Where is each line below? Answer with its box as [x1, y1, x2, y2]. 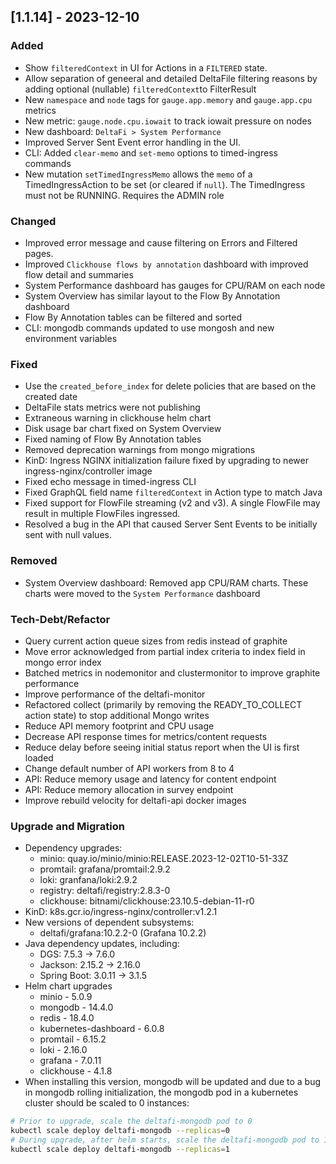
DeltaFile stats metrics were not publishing [24, 401, 201, 414]
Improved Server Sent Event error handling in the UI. [24, 136, 241, 148]
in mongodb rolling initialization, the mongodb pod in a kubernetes [24, 1086, 299, 1099]
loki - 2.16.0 [39, 1044, 88, 1056]
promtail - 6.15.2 [39, 1033, 107, 1045]
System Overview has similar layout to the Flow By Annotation [24, 290, 281, 302]
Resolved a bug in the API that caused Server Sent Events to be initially [24, 518, 318, 530]
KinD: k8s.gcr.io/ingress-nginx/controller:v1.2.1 [24, 906, 218, 918]
